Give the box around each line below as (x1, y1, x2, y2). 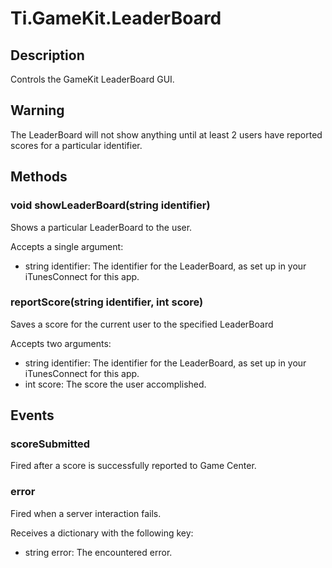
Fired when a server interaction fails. (10, 507, 162, 519)
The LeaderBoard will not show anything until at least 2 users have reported (10, 128, 323, 141)
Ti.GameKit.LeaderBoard (10, 7, 222, 30)
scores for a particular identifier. (10, 139, 143, 151)
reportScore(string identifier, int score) (10, 295, 204, 309)
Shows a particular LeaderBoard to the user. (10, 221, 193, 233)
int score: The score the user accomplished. (24, 378, 207, 390)
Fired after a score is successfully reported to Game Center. (10, 460, 257, 472)
